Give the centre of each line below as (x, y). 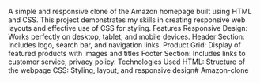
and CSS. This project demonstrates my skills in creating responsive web (127, 20)
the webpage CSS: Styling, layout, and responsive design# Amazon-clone (128, 70)
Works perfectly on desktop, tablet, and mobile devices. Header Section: (126, 36)
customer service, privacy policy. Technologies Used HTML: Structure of (127, 62)
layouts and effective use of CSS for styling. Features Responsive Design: (128, 28)
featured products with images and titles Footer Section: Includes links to (127, 53)
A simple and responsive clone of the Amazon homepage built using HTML (130, 11)
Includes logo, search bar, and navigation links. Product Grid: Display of (124, 45)
